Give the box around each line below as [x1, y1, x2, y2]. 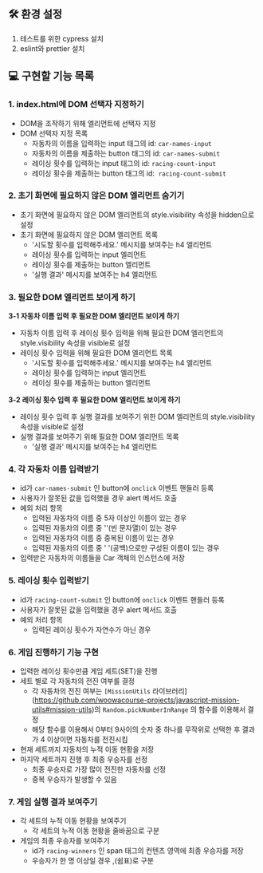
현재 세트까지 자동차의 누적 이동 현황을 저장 [19, 745, 155, 754]
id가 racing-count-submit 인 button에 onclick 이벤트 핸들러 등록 [19, 595, 225, 604]
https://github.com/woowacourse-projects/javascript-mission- [34, 695, 241, 705]
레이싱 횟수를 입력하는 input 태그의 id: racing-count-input [31, 158, 217, 168]
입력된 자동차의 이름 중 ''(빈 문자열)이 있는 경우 [31, 523, 178, 533]
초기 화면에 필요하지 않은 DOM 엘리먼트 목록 [19, 230, 158, 239]
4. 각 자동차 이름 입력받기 [8, 464, 100, 475]
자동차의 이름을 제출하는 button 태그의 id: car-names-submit [31, 148, 221, 158]
